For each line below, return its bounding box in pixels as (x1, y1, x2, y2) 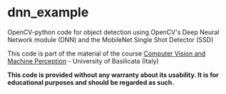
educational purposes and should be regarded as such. (7, 78, 175, 86)
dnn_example (7, 4, 89, 21)
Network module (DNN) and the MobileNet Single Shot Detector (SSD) (7, 35, 214, 43)
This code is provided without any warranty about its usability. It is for (7, 70, 219, 79)
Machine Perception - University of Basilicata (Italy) (7, 56, 159, 65)
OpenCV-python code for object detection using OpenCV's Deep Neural (7, 28, 220, 36)
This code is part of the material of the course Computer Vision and (7, 49, 206, 58)
